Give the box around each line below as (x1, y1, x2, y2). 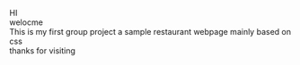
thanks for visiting (9, 45, 76, 56)
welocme (9, 17, 43, 28)
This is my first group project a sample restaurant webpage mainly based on (9, 27, 292, 37)
